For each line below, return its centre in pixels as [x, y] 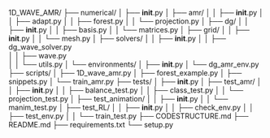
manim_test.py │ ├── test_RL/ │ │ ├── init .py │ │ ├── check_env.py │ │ [131, 107]
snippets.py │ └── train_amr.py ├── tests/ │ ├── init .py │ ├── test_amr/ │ [135, 82]
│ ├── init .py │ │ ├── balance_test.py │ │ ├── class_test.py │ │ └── [126, 90]
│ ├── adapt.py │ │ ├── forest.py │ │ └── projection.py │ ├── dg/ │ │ [129, 21]
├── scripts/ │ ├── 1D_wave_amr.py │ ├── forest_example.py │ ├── [125, 73]
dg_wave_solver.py [40, 47]
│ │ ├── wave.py [38, 56]
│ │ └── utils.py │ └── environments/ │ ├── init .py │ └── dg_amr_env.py [134, 64]
